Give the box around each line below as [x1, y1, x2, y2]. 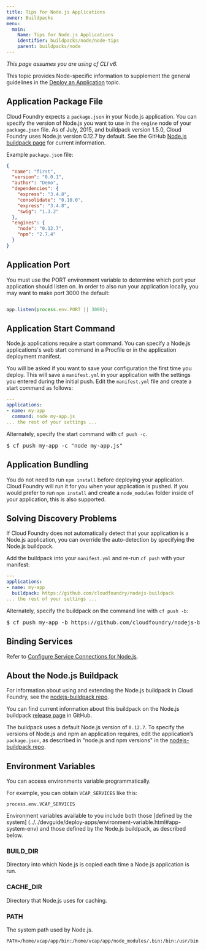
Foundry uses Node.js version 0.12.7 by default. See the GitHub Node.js [6, 132, 187, 140]
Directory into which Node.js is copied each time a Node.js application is [6, 861, 189, 868]
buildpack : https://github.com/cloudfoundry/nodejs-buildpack [12, 590, 174, 596]
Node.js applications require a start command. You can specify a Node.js [6, 339, 191, 347]
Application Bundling [6, 459, 89, 470]
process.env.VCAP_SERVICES [6, 801, 75, 807]
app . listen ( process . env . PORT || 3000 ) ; [6, 306, 109, 312]
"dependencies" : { [12, 186, 59, 192]
